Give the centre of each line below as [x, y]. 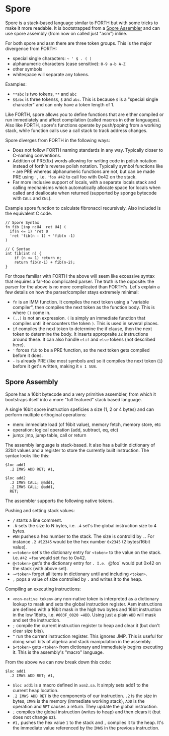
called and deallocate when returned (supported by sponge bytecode [84, 193]
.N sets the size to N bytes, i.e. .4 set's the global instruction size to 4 [84, 525]
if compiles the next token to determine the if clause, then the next [82, 329]
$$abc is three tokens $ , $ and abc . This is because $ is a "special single [85, 99]
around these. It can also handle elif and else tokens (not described [84, 339]
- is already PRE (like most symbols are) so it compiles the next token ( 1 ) [88, 360]
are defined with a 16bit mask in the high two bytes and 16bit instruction [87, 609]
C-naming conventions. [37, 155]
